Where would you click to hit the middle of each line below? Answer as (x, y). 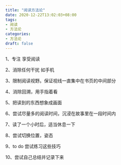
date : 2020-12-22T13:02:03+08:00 (41, 15)
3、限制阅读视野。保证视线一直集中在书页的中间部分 (61, 81)
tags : (11, 20)
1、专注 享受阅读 (23, 59)
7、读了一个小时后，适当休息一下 (40, 124)
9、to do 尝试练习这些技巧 (33, 146)
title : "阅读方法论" (25, 10)
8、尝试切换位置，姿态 (29, 135)
